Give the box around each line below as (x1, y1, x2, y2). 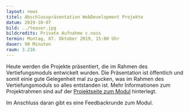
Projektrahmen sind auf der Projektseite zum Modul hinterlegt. (6, 87, 157, 94)
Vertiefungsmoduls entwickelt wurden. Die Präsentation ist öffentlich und (6, 69, 184, 76)
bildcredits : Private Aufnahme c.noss (6, 30, 101, 36)
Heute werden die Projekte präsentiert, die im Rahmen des (6, 63, 148, 70)
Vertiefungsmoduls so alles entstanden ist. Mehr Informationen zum (6, 82, 171, 89)
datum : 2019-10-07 (6, 19, 51, 25)
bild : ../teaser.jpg (6, 25, 57, 31)
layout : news (6, 8, 38, 15)
